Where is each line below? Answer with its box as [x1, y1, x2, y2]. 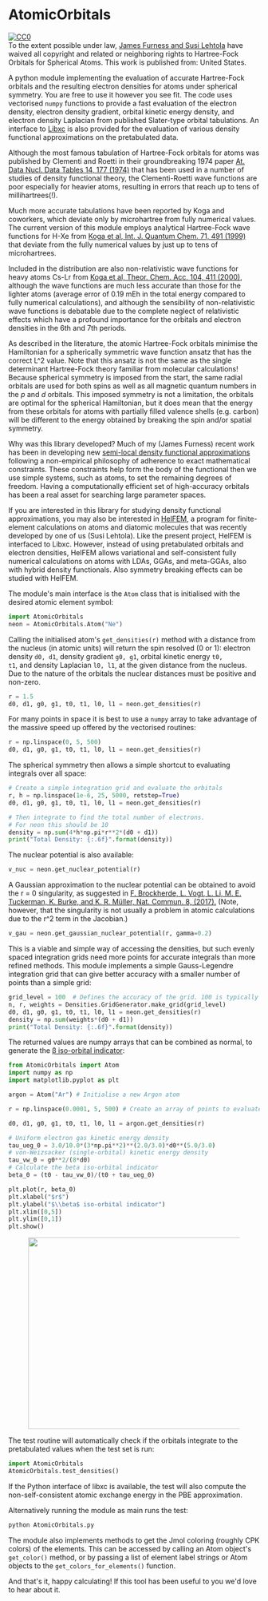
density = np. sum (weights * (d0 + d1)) [8, 1015, 134, 1023]
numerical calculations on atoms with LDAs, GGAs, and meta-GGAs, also [8, 556, 247, 566]
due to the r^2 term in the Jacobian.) [8, 914, 128, 924]
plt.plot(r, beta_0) [8, 1185, 77, 1194]
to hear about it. [8, 1584, 61, 1595]
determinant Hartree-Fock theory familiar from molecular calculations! [8, 364, 239, 373]
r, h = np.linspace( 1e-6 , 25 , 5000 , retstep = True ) [8, 792, 180, 800]
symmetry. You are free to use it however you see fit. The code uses [8, 89, 233, 99]
